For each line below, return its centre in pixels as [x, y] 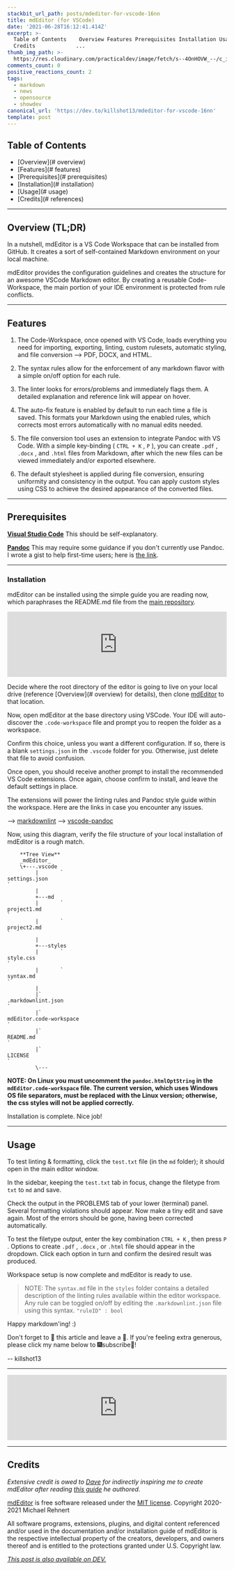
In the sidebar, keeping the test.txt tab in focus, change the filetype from [114, 1182]
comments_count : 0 [34, 65]
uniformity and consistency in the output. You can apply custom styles [118, 482]
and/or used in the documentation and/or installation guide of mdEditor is [112, 1531]
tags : [15, 78]
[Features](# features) [49, 170]
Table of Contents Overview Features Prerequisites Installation [115, 40]
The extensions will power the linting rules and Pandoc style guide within [112, 800]
